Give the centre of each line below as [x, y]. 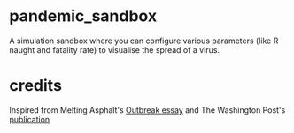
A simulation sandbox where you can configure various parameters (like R [144, 41]
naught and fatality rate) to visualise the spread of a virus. [114, 49]
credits [35, 86]
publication [30, 119]
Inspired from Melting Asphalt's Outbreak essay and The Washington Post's [147, 110]
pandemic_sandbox [83, 16]
